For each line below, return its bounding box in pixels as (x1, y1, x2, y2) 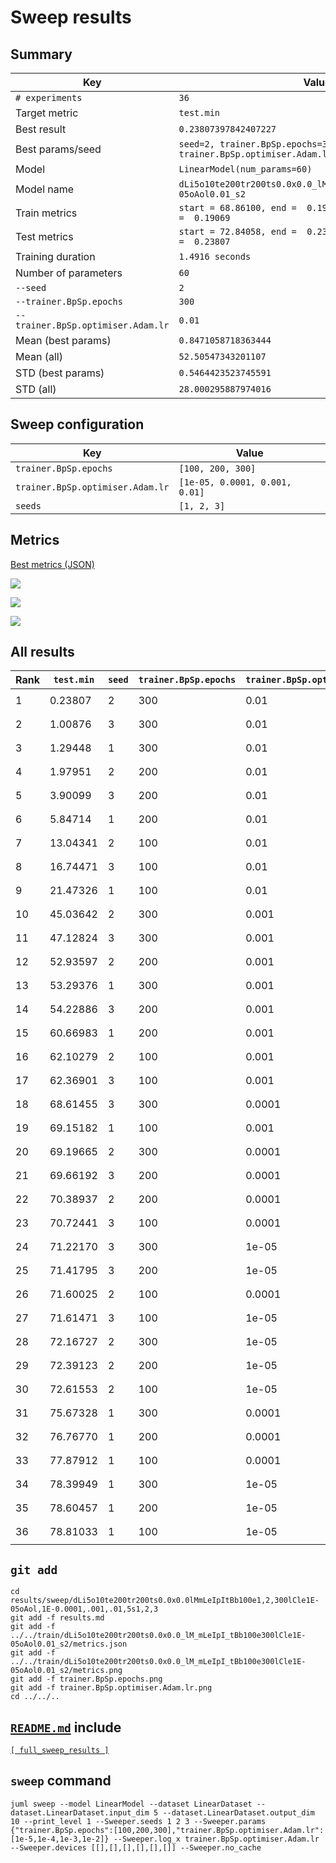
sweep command (10, 1772, 112, 1790)
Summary (10, 46, 73, 63)
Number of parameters (15, 266, 123, 280)
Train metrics (15, 206, 78, 220)
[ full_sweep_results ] (10, 1746, 110, 1756)
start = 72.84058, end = (178, 226, 297, 237)
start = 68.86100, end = (178, 202, 297, 213)
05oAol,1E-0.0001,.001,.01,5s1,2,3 (10, 1604, 159, 1615)
